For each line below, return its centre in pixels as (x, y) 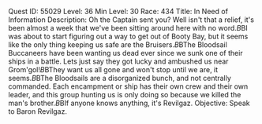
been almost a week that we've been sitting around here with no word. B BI (128, 28)
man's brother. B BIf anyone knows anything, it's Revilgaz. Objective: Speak (129, 103)
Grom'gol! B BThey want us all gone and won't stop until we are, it (113, 69)
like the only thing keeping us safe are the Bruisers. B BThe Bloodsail (118, 45)
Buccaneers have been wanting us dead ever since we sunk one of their (125, 53)
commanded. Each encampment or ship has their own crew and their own (128, 86)
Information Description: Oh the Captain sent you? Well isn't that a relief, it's (131, 20)
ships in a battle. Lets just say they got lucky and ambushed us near (118, 61)
